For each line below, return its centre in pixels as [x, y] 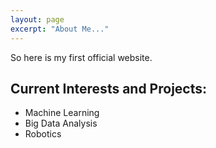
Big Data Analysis [61, 123]
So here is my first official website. [81, 57]
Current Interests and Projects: [109, 88]
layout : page [37, 19]
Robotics [43, 134]
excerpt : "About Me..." [60, 29]
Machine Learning [62, 113]
